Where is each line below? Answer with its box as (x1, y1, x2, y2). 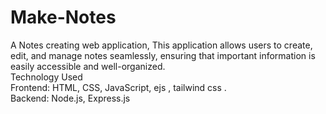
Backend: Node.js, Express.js (10, 92, 131, 104)
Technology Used (10, 71, 83, 83)
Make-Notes (10, 6, 117, 29)
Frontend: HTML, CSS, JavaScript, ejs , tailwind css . (10, 81, 227, 93)
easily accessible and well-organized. (10, 60, 166, 72)
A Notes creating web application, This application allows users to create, (10, 39, 313, 51)
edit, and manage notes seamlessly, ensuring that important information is (10, 49, 316, 61)
